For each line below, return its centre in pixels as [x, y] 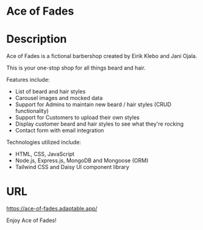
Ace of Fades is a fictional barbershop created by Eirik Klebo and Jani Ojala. [102, 56]
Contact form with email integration [59, 131]
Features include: [28, 80]
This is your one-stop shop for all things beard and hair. [76, 68]
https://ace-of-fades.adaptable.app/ [52, 209]
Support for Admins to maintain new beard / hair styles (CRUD [93, 104]
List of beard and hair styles [50, 92]
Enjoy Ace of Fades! [31, 220]
